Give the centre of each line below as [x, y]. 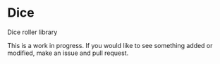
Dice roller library [32, 32]
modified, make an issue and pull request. [68, 53]
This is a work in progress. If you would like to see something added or [110, 45]
